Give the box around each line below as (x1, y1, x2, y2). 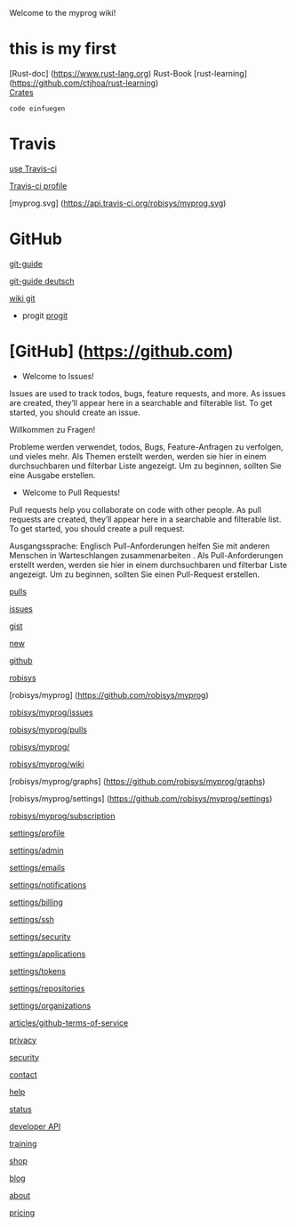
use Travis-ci (9, 163, 58, 174)
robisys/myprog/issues (9, 707, 93, 718)
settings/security (9, 930, 71, 942)
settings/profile (9, 827, 65, 838)
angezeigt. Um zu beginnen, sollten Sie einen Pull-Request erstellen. (9, 569, 260, 580)
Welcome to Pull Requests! (21, 487, 121, 498)
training (9, 1138, 37, 1149)
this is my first (9, 39, 117, 59)
